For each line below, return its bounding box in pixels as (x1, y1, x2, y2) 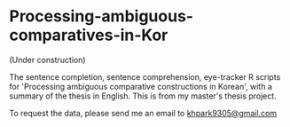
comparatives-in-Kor (9, 25, 169, 45)
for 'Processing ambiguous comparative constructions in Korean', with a (9, 81, 273, 91)
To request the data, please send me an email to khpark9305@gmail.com (9, 107, 278, 118)
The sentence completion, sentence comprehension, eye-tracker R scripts (9, 71, 281, 82)
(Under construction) (9, 54, 86, 65)
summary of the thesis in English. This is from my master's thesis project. (9, 91, 277, 101)
